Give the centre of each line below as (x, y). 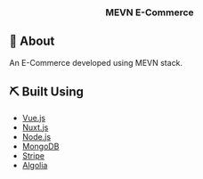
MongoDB (41, 146)
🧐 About (32, 41)
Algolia (35, 165)
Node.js (37, 136)
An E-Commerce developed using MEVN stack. (96, 62)
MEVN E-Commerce (150, 12)
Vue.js (34, 118)
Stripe (33, 155)
